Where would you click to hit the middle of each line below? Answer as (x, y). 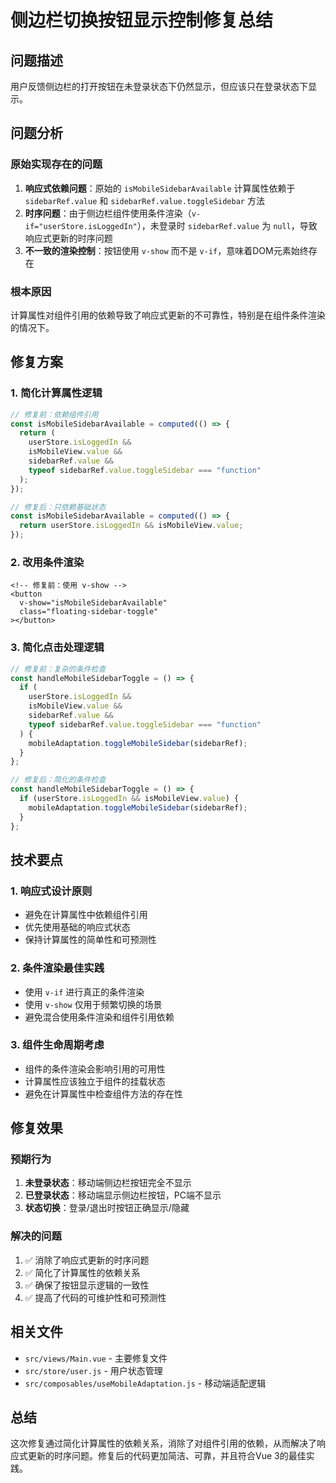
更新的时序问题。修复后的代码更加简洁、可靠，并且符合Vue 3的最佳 (167, 1456)
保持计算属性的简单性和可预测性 (90, 940)
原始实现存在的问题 (56, 164)
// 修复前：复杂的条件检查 (58, 669)
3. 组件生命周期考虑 (57, 1045)
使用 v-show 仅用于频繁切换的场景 (93, 1004)
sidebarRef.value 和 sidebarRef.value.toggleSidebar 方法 (144, 200)
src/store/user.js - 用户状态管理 (93, 1370)
